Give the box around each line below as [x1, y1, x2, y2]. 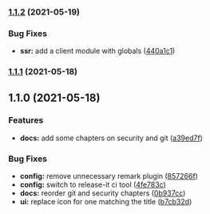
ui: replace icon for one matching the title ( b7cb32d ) [19, 197, 192, 207]
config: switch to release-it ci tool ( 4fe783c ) [19, 180, 166, 190]
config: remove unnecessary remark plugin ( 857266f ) [19, 172, 198, 181]
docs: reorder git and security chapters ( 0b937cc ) [19, 188, 186, 198]
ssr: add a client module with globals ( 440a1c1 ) [19, 46, 176, 56]
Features [8, 115, 44, 126]
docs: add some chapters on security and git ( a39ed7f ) [19, 133, 204, 143]
